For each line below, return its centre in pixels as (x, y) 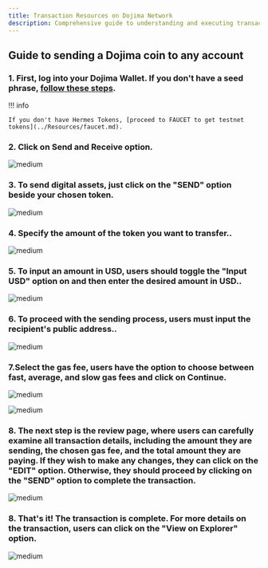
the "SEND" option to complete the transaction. (102, 480)
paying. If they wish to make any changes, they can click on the (134, 460)
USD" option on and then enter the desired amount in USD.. (125, 281)
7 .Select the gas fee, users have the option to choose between (131, 367)
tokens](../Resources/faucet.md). (66, 127)
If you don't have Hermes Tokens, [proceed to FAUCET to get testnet (126, 120)
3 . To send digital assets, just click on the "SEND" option (120, 185)
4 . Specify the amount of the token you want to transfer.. (120, 233)
